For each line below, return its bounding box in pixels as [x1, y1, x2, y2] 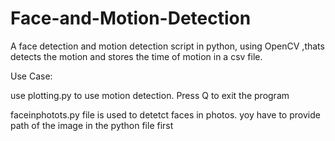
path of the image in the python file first [10, 119, 174, 131]
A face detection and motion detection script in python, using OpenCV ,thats [10, 40, 325, 52]
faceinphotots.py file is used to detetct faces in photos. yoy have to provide [10, 108, 321, 121]
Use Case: [10, 70, 53, 82]
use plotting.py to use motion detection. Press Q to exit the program [10, 89, 290, 101]
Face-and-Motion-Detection [10, 7, 252, 30]
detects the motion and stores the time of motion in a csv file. [10, 50, 263, 62]
